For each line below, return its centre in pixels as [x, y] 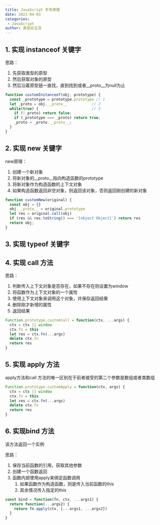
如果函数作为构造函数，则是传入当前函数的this [67, 484]
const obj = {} [25, 204]
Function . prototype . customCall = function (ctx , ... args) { [67, 320]
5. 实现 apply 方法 [32, 364]
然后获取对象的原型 [32, 79]
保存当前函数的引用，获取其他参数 [47, 465]
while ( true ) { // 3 [55, 109]
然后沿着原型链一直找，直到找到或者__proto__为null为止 [69, 85]
